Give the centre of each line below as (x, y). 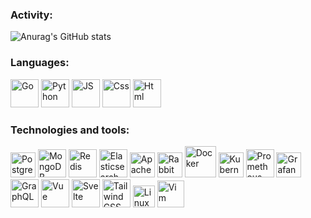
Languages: (40, 63)
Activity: (31, 15)
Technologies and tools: (70, 130)
